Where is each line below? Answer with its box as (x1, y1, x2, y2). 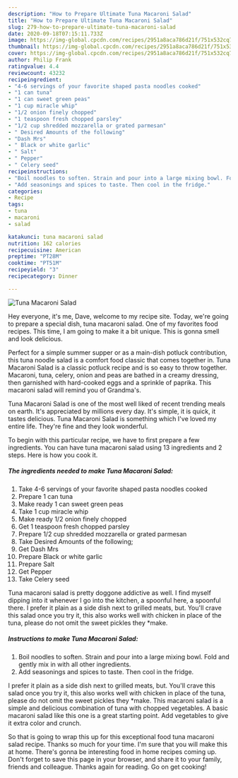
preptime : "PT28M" (8, 253, 62, 260)
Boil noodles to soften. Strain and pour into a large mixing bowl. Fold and (18, 652, 230, 661)
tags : (8, 201, 24, 208)
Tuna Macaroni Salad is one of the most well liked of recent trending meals (8, 399, 225, 408)
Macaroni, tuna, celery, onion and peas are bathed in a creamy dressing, (8, 370, 219, 379)
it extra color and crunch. (8, 719, 82, 727)
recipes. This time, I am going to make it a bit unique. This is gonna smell (8, 326, 220, 336)
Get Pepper (18, 567, 52, 576)
